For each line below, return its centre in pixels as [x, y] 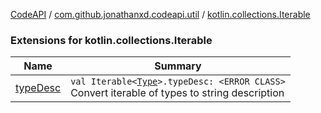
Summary [178, 66]
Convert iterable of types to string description [177, 93]
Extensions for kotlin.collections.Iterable [111, 40]
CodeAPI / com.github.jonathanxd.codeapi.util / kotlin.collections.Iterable [160, 14]
